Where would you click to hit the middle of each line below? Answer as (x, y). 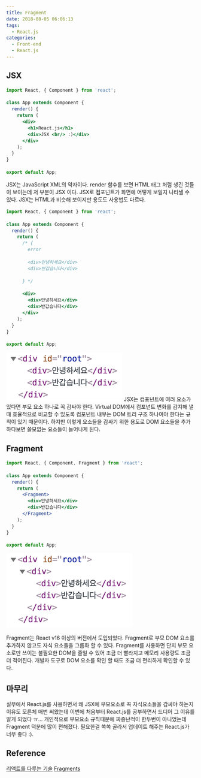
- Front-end (27, 44)
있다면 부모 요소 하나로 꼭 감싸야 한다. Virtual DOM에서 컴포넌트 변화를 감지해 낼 (100, 407)
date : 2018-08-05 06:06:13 (40, 19)
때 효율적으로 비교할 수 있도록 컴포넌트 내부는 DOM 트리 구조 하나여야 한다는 (95, 414)
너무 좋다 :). (20, 734)
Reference (26, 753)
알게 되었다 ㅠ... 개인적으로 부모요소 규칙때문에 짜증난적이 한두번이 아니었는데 (96, 719)
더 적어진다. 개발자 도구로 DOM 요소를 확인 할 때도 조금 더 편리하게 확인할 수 (95, 661)
